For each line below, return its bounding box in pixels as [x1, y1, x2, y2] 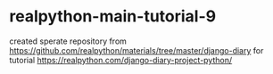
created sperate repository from [9, 36, 128, 46]
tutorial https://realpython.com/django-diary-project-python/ [9, 54, 233, 65]
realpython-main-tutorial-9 [9, 6, 217, 27]
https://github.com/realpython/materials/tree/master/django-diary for [9, 45, 264, 55]
